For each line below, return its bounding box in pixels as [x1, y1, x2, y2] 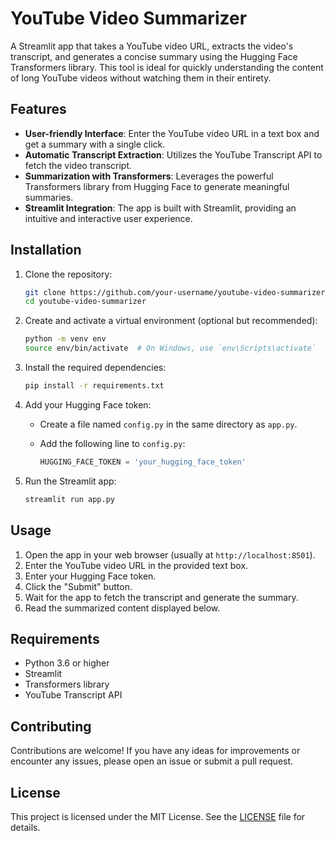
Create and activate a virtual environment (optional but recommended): [24, 315, 318, 327]
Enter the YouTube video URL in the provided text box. [24, 559, 249, 571]
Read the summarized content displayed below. [24, 602, 221, 614]
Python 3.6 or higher [24, 657, 110, 669]
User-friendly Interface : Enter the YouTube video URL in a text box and [24, 127, 320, 139]
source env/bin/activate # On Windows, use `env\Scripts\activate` [24, 343, 317, 354]
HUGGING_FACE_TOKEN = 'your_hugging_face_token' [39, 457, 247, 467]
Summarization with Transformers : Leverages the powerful [24, 170, 274, 182]
